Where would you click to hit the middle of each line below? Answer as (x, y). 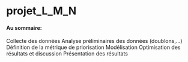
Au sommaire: (24, 27)
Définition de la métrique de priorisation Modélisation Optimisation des (93, 47)
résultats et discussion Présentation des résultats (67, 54)
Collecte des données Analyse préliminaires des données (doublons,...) (94, 41)
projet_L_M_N (41, 11)
